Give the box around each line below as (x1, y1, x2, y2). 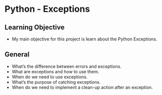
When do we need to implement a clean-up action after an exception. (11, 84, 153, 90)
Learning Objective (4, 23, 65, 32)
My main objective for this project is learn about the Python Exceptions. (11, 36, 158, 42)
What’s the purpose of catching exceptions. (11, 79, 101, 85)
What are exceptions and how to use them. (11, 68, 99, 74)
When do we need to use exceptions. (11, 74, 88, 80)
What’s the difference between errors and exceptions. (11, 63, 121, 69)
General (4, 50, 30, 59)
